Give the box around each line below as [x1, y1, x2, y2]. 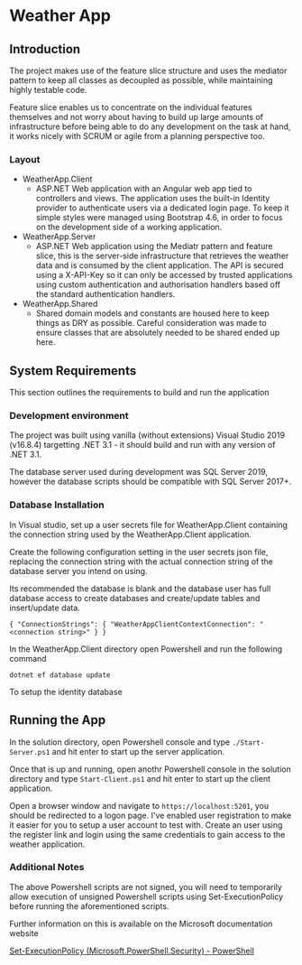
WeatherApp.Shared [22, 299, 98, 310]
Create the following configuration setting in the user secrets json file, [9, 546, 269, 557]
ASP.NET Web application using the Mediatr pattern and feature [35, 241, 273, 252]
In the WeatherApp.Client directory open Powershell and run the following [9, 643, 283, 654]
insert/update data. [9, 602, 81, 613]
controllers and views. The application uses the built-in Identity [35, 193, 270, 204]
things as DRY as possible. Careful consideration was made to [35, 318, 268, 329]
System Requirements [9, 363, 137, 378]
